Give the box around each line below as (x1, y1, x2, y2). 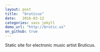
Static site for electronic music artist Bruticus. (5, 42, 96, 48)
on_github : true (5, 29, 38, 34)
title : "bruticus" (5, 11, 44, 16)
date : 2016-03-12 (5, 16, 44, 21)
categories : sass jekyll (5, 20, 55, 25)
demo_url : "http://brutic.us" (5, 25, 66, 30)
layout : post (5, 7, 31, 12)
